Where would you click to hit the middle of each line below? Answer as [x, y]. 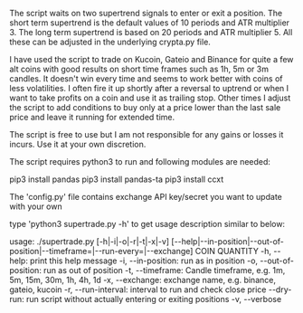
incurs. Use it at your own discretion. [78, 144]
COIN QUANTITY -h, [233, 251]
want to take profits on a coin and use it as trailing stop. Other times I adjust [150, 98]
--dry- [280, 289]
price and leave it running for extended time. [92, 117]
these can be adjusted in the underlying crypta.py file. [110, 42]
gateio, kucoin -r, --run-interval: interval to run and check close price [138, 289]
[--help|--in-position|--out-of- [228, 242]
